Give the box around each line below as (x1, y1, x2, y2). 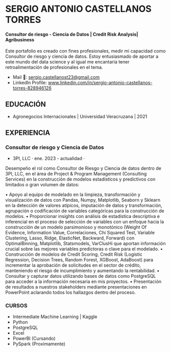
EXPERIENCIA (5, 128, 51, 137)
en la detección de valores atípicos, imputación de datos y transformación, (5, 202, 162, 208)
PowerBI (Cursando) (12, 336, 56, 342)
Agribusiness (5, 36, 35, 42)
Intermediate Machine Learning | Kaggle (12, 314, 97, 320)
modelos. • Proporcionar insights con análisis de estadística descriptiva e (5, 213, 160, 219)
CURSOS (5, 302, 28, 309)
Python (12, 319, 28, 325)
